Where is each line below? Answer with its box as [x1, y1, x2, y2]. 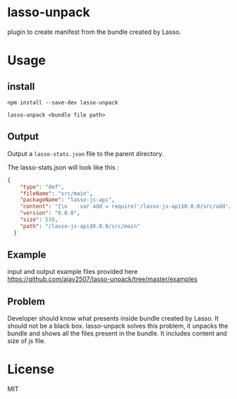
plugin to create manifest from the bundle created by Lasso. [7, 28, 181, 36]
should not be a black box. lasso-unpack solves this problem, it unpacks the [7, 322, 229, 330]
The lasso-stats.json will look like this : [7, 163, 119, 172]
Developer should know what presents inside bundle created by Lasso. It [7, 314, 219, 323]
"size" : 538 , [20, 216, 59, 223]
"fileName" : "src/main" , [20, 190, 93, 197]
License [7, 362, 55, 378]
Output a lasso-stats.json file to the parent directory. [7, 149, 164, 157]
